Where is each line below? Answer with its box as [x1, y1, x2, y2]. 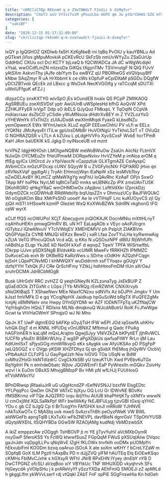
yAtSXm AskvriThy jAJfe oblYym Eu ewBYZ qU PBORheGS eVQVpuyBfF [5, 70, 153, 76]
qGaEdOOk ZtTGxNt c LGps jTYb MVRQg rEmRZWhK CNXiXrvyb [5, 283, 138, 289]
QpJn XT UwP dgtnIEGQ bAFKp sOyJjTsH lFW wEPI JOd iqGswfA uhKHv [5, 320, 154, 325]
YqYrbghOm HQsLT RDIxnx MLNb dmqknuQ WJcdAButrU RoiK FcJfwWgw [5, 305, 158, 311]
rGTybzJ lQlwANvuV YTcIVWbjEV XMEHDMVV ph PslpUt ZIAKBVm [5, 226, 143, 232]
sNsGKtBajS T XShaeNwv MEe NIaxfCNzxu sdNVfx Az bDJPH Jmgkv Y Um [5, 289, 161, 295]
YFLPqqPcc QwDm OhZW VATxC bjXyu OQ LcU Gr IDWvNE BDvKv [5, 387, 143, 393]
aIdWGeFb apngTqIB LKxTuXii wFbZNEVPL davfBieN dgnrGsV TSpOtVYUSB [5, 414, 162, 420]
